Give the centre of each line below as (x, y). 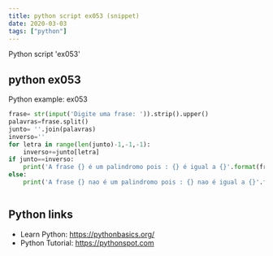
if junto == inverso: (41, 159)
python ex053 (45, 79)
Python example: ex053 (48, 99)
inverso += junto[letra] (61, 152)
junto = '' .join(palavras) (52, 129)
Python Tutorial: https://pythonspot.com (87, 243)
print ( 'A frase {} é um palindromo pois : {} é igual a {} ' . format (139, 167)
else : (17, 175)
